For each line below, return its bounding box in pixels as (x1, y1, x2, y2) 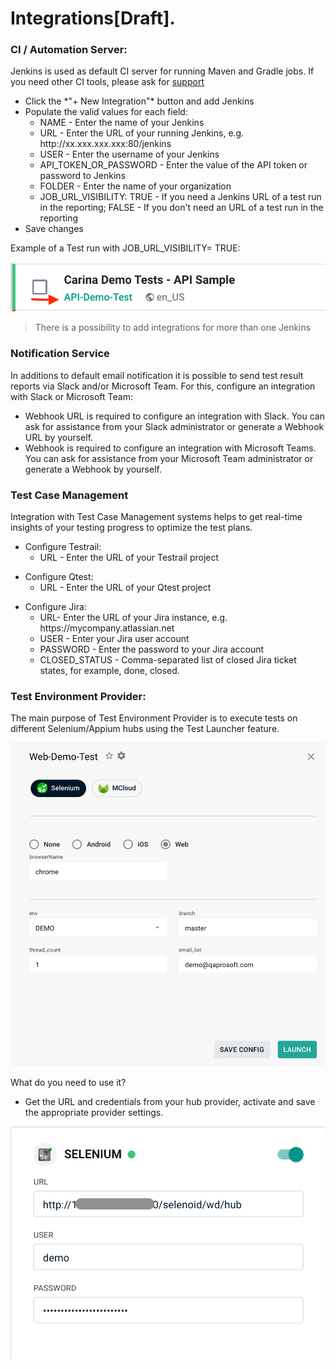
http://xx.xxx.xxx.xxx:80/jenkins (39, 138, 172, 150)
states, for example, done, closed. (39, 664, 180, 676)
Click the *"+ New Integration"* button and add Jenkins (24, 95, 255, 107)
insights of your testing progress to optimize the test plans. (10, 521, 253, 533)
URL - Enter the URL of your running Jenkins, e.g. (39, 127, 245, 139)
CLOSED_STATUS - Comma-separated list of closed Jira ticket (39, 653, 297, 666)
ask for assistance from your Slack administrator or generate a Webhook (24, 420, 325, 432)
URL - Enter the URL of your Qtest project (39, 581, 212, 593)
